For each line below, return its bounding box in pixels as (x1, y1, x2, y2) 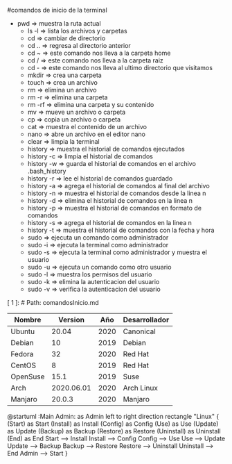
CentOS (10, 361, 37, 370)
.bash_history (27, 167, 66, 175)
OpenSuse (10, 372, 45, 381)
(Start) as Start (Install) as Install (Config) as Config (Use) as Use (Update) (7, 420, 219, 428)
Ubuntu (10, 326, 35, 336)
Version (58, 315, 85, 324)
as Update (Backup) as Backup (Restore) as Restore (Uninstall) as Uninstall (7, 427, 221, 435)
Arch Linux (123, 383, 158, 392)
